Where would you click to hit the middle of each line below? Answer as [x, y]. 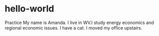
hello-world [30, 9]
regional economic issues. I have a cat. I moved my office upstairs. [73, 27]
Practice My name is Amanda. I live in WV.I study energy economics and [79, 22]
